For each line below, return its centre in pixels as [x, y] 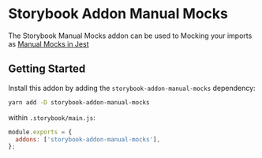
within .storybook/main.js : [52, 117]
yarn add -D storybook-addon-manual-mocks [79, 102]
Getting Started [47, 69]
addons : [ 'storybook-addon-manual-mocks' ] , [88, 139]
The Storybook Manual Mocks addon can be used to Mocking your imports [130, 36]
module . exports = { [40, 132]
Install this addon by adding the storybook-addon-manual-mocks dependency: [132, 88]
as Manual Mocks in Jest [49, 43]
